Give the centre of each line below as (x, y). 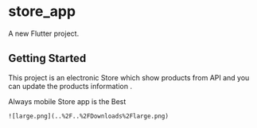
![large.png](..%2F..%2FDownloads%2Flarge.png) (89, 116)
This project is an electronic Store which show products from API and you (129, 77)
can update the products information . (70, 86)
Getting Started (47, 58)
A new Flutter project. (44, 33)
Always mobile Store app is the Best (67, 101)
